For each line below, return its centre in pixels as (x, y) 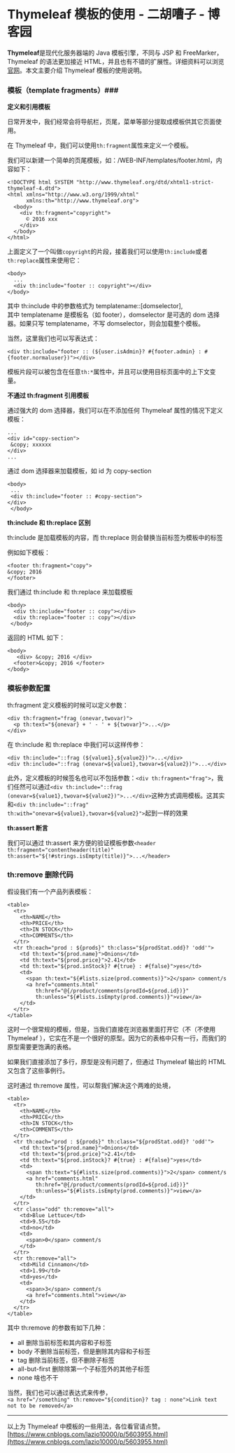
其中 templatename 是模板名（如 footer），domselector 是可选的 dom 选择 (114, 315)
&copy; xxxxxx (31, 445)
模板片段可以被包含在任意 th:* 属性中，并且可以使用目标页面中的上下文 (108, 372)
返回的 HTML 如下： (36, 638)
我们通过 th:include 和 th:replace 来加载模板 (70, 592)
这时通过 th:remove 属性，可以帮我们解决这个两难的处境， (91, 1085)
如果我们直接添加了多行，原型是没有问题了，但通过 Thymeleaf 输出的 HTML (116, 1061)
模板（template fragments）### (63, 90)
